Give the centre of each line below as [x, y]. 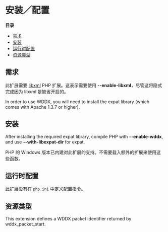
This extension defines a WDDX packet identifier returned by [68, 219]
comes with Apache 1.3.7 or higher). [43, 107]
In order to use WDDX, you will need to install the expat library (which [77, 102]
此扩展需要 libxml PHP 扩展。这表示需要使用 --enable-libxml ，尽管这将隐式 [84, 85]
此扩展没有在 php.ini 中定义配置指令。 [45, 189]
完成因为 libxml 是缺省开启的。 [37, 92]
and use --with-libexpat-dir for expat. [45, 142]
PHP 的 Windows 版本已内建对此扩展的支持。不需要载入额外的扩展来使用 [81, 152]
